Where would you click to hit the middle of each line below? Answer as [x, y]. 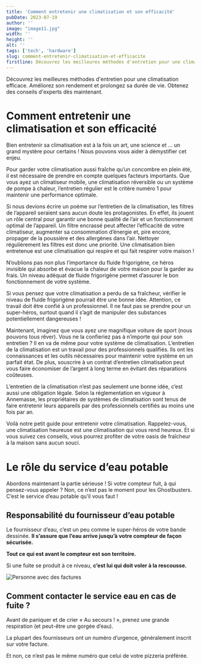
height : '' [20, 40]
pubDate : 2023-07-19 [32, 17]
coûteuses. [20, 375]
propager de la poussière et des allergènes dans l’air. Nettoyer [83, 238]
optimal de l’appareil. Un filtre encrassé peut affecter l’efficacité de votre [95, 226]
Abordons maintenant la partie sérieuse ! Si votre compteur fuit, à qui [91, 483]
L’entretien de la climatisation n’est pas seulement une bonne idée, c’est [95, 386]
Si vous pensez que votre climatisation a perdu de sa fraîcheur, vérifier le [96, 294]
